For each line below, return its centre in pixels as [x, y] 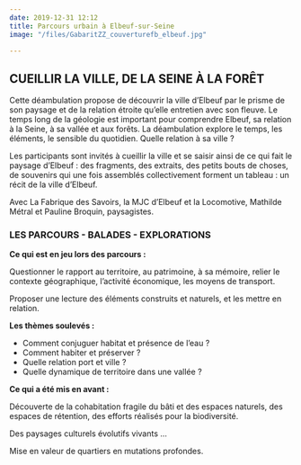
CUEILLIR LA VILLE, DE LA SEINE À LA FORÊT [137, 79]
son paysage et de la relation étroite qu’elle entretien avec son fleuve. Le [144, 110]
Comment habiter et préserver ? [81, 353]
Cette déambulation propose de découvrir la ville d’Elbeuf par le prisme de [147, 101]
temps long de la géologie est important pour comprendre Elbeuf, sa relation [150, 120]
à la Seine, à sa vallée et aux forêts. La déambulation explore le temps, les [146, 129]
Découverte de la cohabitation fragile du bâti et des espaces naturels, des [146, 407]
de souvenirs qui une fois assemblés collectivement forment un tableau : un [149, 175]
